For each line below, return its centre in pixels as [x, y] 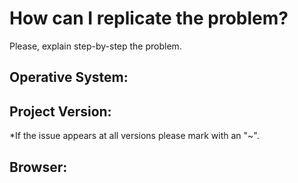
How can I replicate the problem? [149, 18]
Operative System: [69, 77]
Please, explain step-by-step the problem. [95, 46]
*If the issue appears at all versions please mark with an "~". [134, 136]
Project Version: [60, 111]
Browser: [38, 167]
